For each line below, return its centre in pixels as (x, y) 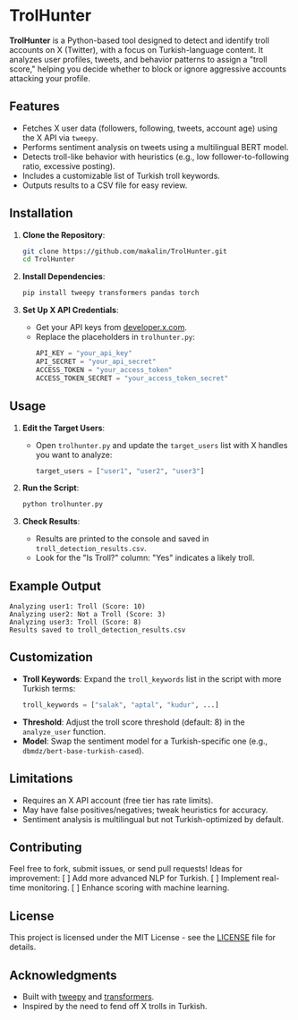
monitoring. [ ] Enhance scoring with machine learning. (128, 888)
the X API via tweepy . (60, 137)
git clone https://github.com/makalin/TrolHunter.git (124, 251)
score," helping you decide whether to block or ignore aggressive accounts (148, 69)
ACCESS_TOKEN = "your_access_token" (104, 370)
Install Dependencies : (64, 276)
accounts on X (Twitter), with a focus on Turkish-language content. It (136, 49)
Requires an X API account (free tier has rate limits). (118, 800)
